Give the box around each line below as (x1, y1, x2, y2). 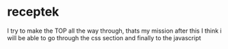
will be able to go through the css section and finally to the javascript (7, 33, 201, 42)
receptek (7, 4, 60, 20)
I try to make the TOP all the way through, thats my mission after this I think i (7, 27, 222, 35)
